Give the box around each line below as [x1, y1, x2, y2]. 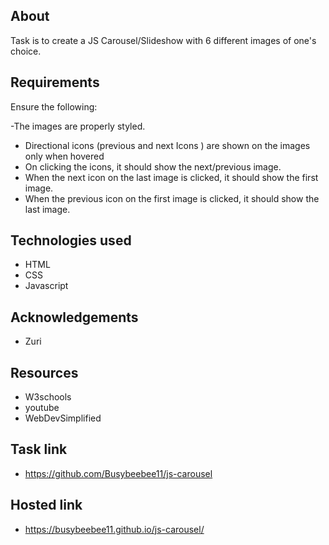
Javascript [24, 280, 69, 292]
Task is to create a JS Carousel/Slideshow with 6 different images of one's [10, 34, 317, 46]
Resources [10, 364, 79, 381]
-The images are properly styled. [10, 120, 146, 132]
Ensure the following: [10, 100, 98, 113]
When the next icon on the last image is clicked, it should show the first [24, 171, 319, 183]
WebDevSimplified [24, 412, 102, 424]
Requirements [10, 74, 100, 91]
